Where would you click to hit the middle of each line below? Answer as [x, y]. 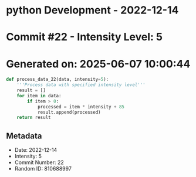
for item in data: [39, 96]
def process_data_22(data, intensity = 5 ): [58, 80]
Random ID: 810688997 [43, 169]
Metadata [24, 136]
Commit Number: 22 [39, 162]
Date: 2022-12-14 [36, 150]
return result [34, 118]
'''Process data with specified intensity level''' [81, 85]
